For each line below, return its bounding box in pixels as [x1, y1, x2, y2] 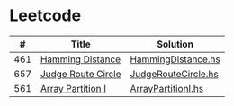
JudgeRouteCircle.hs [130, 67, 219, 80]
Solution [157, 38, 193, 50]
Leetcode [9, 5, 82, 26]
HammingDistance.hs [130, 53, 220, 66]
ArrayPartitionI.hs [130, 82, 204, 94]
